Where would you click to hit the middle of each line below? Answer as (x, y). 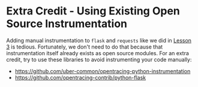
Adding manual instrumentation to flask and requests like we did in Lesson (99, 40)
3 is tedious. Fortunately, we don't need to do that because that (85, 47)
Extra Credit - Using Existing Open (93, 11)
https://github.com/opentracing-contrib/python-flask (80, 77)
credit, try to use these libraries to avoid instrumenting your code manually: (99, 59)
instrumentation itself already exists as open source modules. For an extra (97, 53)
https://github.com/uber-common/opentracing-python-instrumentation (103, 71)
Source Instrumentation (67, 24)
